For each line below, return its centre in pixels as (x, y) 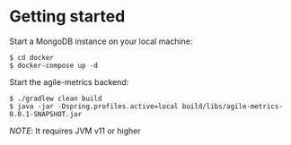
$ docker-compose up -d (54, 65)
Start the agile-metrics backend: (69, 81)
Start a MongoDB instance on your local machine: (101, 41)
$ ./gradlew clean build (56, 98)
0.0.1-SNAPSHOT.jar (46, 114)
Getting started (67, 17)
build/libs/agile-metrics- (232, 106)
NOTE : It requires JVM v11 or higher (75, 131)
